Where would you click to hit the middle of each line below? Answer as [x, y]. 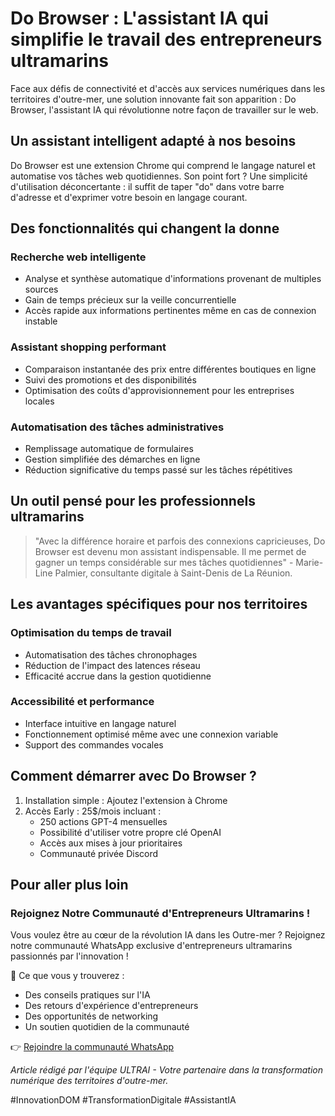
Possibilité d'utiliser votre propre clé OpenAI [130, 832]
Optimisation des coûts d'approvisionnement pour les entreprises [159, 390]
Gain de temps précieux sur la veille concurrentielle [130, 300]
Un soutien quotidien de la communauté [107, 1027]
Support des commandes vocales [94, 744]
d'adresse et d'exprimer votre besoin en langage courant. [129, 197]
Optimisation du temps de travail [91, 633]
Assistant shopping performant [88, 347]
